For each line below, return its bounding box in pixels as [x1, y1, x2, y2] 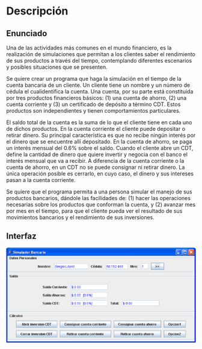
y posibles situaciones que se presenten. [6, 63, 108, 71]
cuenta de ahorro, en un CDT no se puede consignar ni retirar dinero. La [6, 164, 185, 171]
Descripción [6, 4, 69, 18]
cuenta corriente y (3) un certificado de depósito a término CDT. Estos [6, 101, 181, 108]
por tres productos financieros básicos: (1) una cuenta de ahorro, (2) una [6, 95, 187, 101]
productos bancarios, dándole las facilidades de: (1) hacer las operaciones [6, 195, 191, 201]
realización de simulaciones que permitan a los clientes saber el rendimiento [6, 51, 196, 58]
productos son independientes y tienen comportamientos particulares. [6, 107, 181, 114]
